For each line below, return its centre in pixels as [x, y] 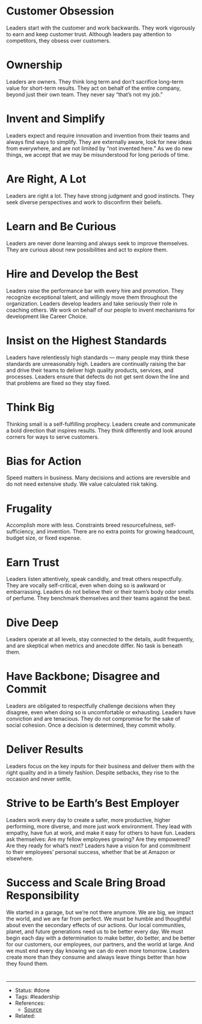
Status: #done [32, 990]
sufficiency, [20, 532]
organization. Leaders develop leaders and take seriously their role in [92, 303]
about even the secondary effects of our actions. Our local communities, [96, 925]
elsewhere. [20, 859]
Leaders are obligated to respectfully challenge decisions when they [91, 706]
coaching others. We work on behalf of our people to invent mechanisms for [101, 310]
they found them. [28, 963]
